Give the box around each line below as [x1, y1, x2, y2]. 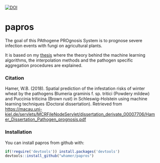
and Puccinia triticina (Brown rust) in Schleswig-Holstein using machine [5, 96, 147, 102]
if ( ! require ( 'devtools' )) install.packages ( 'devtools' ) [5, 149, 120, 154]
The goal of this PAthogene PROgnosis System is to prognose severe [5, 37, 143, 43]
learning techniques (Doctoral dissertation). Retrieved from [5, 101, 122, 107]
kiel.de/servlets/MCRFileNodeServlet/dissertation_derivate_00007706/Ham [5, 112, 155, 117]
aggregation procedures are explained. [5, 62, 83, 68]
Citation [5, 74, 24, 81]
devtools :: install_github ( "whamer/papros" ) [5, 153, 94, 159]
